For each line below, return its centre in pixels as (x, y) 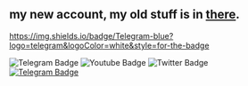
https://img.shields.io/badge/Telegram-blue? (91, 35)
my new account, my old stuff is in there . (125, 15)
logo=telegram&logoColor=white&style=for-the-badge (109, 45)
